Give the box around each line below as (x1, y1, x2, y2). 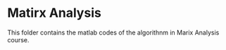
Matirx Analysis (7, 5, 102, 21)
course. (7, 35, 30, 44)
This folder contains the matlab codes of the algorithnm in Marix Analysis (7, 28, 220, 37)
